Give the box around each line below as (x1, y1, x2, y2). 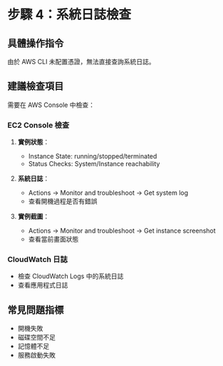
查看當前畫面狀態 (28, 235, 79, 243)
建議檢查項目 (7, 80, 64, 93)
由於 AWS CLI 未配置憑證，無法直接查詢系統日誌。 (7, 58, 155, 66)
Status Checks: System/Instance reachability (28, 160, 160, 168)
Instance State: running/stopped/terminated (28, 152, 157, 161)
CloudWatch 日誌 (7, 255, 68, 265)
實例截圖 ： (17, 212, 50, 221)
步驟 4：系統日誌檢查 (7, 6, 132, 23)
